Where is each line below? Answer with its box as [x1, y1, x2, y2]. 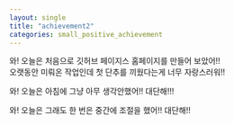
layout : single [9, 13, 67, 22]
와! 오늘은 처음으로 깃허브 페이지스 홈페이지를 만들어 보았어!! [9, 56, 220, 66]
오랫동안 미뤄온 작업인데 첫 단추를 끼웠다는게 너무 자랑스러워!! [9, 66, 226, 77]
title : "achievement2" [9, 22, 94, 31]
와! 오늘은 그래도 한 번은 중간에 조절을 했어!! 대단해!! [9, 105, 192, 116]
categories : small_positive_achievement [9, 30, 164, 39]
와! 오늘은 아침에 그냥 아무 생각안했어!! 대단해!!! [9, 86, 175, 97]
